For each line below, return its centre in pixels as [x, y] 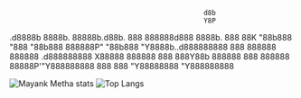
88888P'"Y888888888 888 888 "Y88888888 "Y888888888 [122, 66]
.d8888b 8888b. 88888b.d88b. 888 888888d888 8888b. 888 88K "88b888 [150, 37]
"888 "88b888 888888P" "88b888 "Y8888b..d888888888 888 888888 [143, 47]
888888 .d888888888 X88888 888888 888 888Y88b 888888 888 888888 [150, 57]
